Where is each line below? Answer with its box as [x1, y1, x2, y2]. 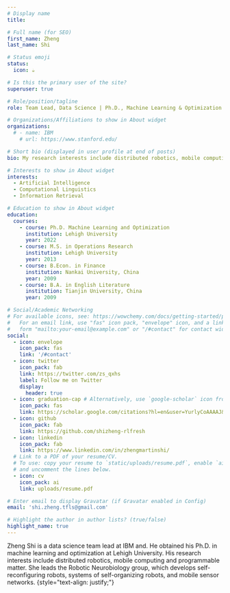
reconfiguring [7, 570, 46, 579]
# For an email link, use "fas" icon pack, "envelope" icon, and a [7, 319, 210, 326]
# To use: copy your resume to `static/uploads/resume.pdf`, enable [13, 460, 213, 467]
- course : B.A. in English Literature [19, 281, 130, 288]
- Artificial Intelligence [13, 180, 90, 187]
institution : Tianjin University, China [25, 288, 142, 295]
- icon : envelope [13, 338, 63, 345]
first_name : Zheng [7, 35, 60, 42]
